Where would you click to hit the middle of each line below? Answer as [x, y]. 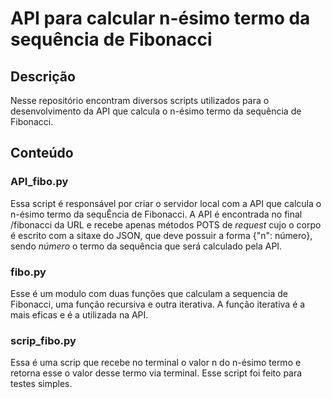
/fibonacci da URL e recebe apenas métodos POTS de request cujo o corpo [166, 224]
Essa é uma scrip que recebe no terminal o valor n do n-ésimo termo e [156, 363]
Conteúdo [42, 153]
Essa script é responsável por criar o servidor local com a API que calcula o [166, 203]
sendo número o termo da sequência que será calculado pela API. [146, 246]
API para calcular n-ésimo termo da [160, 18]
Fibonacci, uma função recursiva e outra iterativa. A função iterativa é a [158, 304]
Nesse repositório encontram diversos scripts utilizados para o [140, 100]
